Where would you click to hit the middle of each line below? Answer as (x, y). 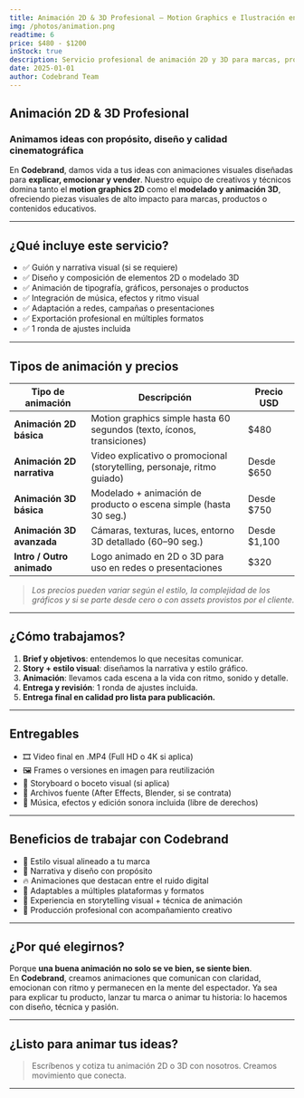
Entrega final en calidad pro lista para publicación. (119, 697)
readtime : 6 (32, 34)
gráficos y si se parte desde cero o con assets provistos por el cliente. (163, 600)
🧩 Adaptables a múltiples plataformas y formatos (114, 891)
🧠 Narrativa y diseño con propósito (87, 871)
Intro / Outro (41, 556)
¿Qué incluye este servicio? (89, 246)
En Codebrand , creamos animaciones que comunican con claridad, (135, 978)
